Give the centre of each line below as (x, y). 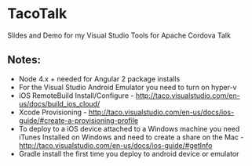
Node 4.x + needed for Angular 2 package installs (99, 78)
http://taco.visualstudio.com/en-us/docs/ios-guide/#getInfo (115, 145)
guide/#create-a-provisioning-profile (79, 120)
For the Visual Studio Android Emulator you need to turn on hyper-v (128, 87)
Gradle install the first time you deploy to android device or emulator (129, 153)
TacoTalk (37, 14)
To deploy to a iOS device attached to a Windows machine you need (129, 128)
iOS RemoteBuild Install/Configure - (76, 96)
